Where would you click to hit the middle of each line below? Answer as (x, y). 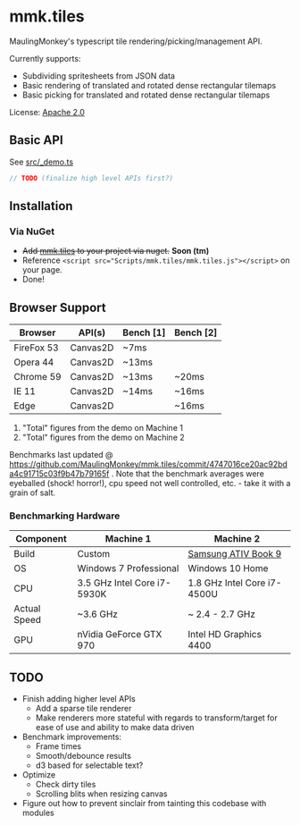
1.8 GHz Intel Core (226, 583)
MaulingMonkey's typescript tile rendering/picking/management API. (136, 41)
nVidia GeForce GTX (120, 635)
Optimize (39, 775)
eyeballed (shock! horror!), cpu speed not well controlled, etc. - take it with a (150, 484)
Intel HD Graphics (224, 635)
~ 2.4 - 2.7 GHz (221, 614)
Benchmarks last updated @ (61, 455)
